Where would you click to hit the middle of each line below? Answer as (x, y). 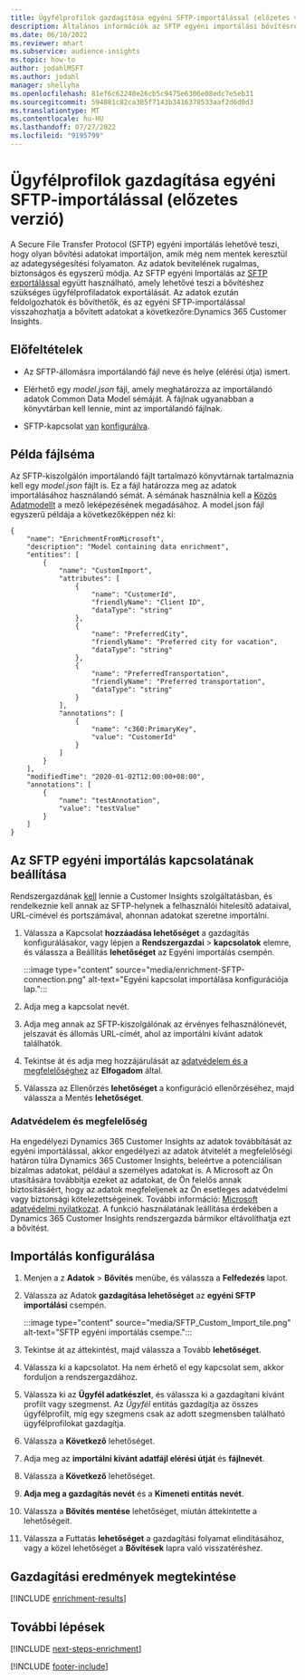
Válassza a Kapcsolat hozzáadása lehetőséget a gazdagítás (136, 933)
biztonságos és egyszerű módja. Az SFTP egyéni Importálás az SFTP (139, 273)
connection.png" (55, 980)
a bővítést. (30, 1228)
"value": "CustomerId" (134, 738)
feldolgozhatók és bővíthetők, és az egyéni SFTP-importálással (128, 302)
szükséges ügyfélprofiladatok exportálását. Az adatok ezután (124, 292)
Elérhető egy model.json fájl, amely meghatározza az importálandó (148, 389)
